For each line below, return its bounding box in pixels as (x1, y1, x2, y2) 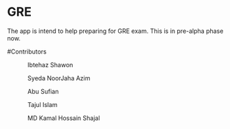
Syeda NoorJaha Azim (27, 73, 91, 82)
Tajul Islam (27, 100, 58, 108)
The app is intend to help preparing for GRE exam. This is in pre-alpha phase (7, 27, 224, 35)
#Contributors (7, 47, 47, 56)
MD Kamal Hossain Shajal (27, 114, 100, 122)
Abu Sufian (27, 87, 60, 95)
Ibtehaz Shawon (27, 60, 73, 69)
